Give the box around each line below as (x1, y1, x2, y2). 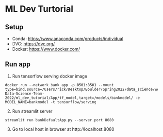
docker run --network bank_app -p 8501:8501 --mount (5, 82, 114, 87)
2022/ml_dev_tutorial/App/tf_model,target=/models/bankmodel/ (5, 95, 133, 100)
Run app (5, 60, 31, 69)
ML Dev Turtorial (5, 3, 74, 15)
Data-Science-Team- (5, 91, 45, 96)
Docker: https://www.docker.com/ (12, 46, 80, 52)
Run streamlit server (12, 108, 53, 114)
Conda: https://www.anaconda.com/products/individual (12, 36, 124, 41)
